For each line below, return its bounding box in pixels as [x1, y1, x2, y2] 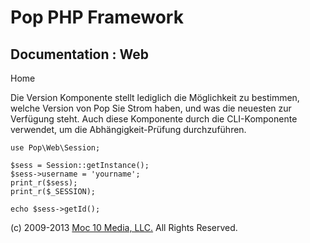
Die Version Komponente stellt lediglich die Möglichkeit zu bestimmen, [10, 92, 300, 103]
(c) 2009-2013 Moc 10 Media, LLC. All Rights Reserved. [10, 222, 238, 233]
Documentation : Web [10, 46, 149, 63]
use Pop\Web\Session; [10, 143, 101, 153]
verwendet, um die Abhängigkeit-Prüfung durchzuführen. [10, 124, 247, 135]
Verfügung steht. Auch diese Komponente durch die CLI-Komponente [10, 113, 298, 125]
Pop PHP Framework [10, 6, 184, 29]
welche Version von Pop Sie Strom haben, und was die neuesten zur [10, 102, 292, 114]
